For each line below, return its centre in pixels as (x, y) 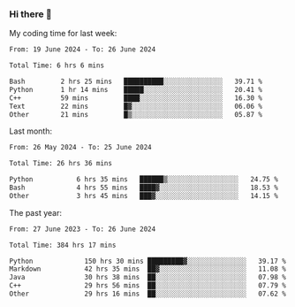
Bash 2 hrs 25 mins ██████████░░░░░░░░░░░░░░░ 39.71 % (136, 82)
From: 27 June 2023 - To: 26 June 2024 (83, 229)
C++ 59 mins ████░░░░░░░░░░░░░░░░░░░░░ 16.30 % (136, 98)
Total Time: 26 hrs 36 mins (61, 164)
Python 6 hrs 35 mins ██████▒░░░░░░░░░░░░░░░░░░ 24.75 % (144, 180)
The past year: (35, 212)
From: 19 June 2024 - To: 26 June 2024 (83, 50)
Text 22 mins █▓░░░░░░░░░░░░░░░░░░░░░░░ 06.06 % (136, 106)
